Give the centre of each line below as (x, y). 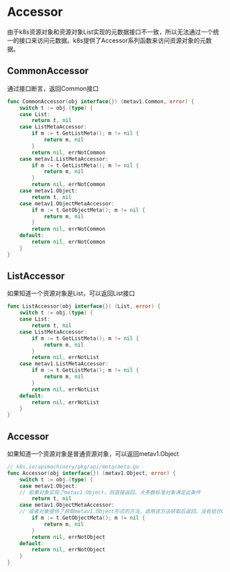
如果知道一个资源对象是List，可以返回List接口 (71, 293)
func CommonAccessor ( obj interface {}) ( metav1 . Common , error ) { (101, 101)
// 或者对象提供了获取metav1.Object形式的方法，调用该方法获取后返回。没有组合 (120, 512)
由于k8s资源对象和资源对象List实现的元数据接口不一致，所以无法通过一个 (110, 32)
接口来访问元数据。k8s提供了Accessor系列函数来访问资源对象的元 (112, 40)
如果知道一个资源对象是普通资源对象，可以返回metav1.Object (93, 454)
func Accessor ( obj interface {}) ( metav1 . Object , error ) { (91, 473)
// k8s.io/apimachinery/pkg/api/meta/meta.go (73, 467)
